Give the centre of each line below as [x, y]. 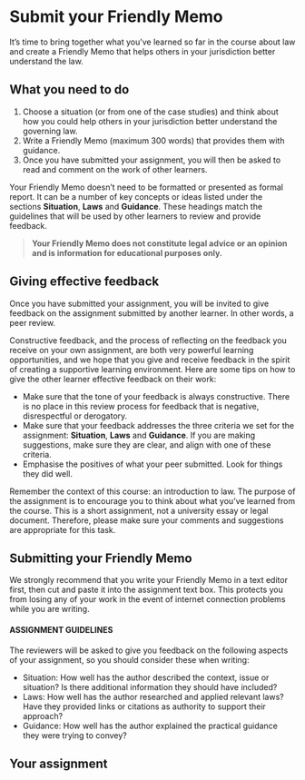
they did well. [48, 473]
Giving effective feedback [84, 282]
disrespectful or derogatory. [75, 416]
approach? [43, 716]
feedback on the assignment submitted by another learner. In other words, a [152, 313]
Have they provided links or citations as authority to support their [144, 706]
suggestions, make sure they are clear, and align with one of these [147, 444]
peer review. [33, 322]
